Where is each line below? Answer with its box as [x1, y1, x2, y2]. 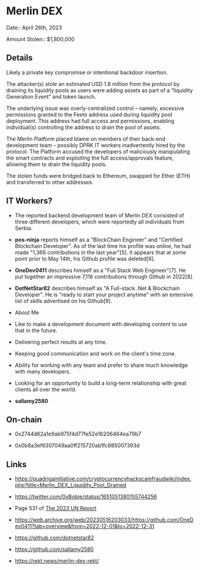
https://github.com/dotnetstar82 [14, 534, 94, 541]
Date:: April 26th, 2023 [6, 24, 62, 31]
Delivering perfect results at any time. [14, 338, 107, 345]
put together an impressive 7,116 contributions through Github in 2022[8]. [14, 273, 195, 280]
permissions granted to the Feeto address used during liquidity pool [6, 111, 173, 118]
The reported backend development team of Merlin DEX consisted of [14, 212, 185, 219]
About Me [14, 309, 40, 316]
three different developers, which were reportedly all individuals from [14, 218, 185, 225]
